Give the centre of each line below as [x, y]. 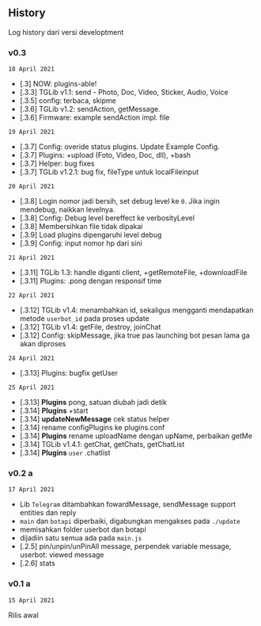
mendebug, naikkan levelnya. [67, 210]
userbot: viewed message [62, 555]
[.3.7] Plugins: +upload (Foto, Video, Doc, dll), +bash [105, 155]
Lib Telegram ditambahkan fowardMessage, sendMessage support [127, 504]
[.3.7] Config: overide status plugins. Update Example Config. [119, 147]
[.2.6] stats [37, 563]
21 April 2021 [32, 258]
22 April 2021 [32, 296]
